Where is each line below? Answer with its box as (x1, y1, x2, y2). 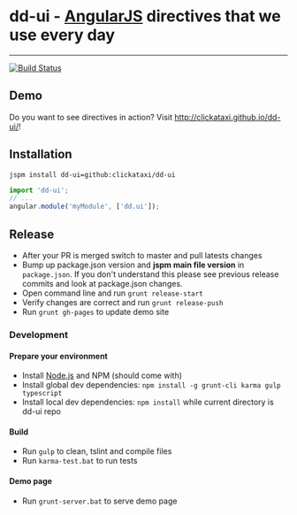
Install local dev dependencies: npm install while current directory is (21, 396, 274, 408)
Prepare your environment (9, 350, 108, 361)
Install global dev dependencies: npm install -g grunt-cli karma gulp (21, 380, 281, 390)
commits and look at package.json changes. (21, 279, 183, 288)
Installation (9, 147, 72, 162)
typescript (21, 389, 63, 398)
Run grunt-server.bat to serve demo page (21, 496, 178, 506)
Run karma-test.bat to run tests (21, 456, 138, 466)
